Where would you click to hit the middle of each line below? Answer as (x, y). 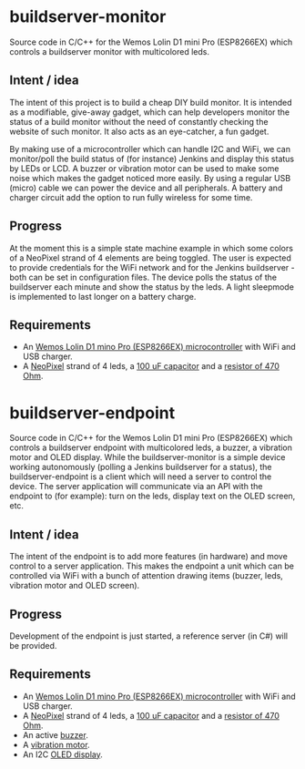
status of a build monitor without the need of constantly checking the (139, 121)
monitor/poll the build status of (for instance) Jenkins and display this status (152, 159)
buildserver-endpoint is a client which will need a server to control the (141, 477)
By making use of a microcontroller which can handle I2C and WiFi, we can (150, 149)
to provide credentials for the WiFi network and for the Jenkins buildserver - (152, 267)
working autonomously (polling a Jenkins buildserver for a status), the (141, 467)
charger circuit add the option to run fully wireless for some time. (131, 197)
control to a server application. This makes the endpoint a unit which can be (152, 566)
